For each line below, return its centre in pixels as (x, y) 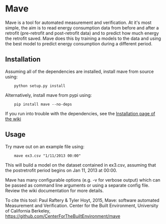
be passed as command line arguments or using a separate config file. (77, 185)
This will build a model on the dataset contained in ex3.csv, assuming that (81, 165)
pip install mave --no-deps (43, 104)
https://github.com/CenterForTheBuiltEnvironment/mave (63, 216)
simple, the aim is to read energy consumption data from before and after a (82, 27)
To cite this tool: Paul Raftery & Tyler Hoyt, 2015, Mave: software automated (83, 200)
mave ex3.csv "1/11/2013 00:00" (47, 156)
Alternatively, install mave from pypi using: (48, 95)
